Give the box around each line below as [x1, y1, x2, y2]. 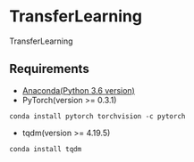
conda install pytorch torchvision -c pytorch [9, 111, 186, 121]
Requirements [9, 61, 89, 77]
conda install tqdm [9, 144, 82, 153]
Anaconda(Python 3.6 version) [21, 85, 136, 95]
